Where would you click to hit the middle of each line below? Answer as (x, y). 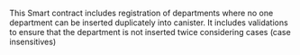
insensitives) (33, 41)
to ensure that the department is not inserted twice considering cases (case (150, 32)
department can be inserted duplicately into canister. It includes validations (149, 23)
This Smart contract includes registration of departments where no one (141, 13)
